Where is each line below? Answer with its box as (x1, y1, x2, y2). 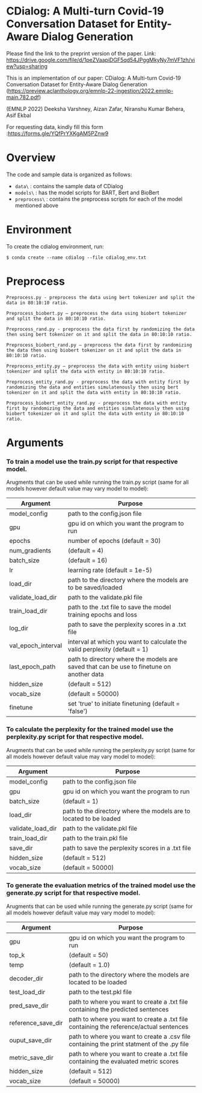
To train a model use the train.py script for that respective (6, 457, 179, 466)
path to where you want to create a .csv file (69, 1032, 191, 1041)
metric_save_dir (9, 1053, 54, 1062)
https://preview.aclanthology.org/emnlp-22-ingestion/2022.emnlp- (8, 87, 174, 94)
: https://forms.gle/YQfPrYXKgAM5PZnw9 (6, 130, 109, 137)
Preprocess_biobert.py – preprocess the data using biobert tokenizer (6, 310, 187, 316)
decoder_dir (9, 974, 43, 983)
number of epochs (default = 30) (68, 537, 161, 545)
